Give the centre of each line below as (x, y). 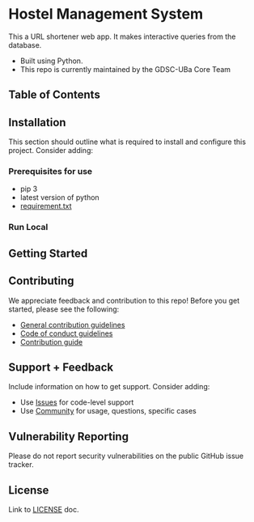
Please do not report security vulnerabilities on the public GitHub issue (126, 456)
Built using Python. (51, 61)
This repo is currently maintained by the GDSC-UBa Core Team (125, 69)
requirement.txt (46, 206)
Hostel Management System (106, 14)
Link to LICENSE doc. (44, 509)
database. (25, 45)
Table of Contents (55, 95)
